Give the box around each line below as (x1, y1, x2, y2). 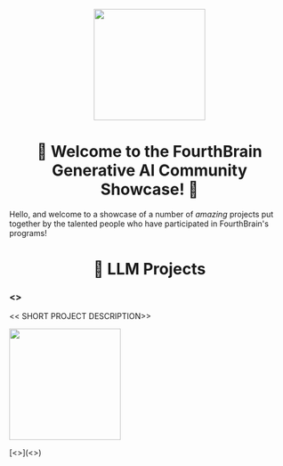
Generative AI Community (52, 160, 247, 181)
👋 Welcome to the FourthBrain (36, 142, 263, 162)
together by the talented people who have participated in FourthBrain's (9, 218, 270, 229)
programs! (9, 227, 47, 238)
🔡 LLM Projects (93, 259, 206, 280)
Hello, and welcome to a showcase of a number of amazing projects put (9, 208, 274, 219)
